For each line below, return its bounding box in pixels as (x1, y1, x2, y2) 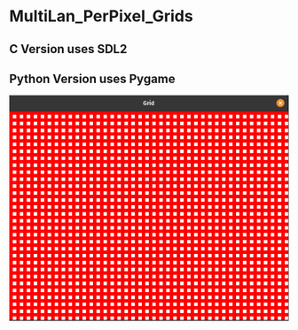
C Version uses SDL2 (9, 42, 128, 57)
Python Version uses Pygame (9, 71, 176, 86)
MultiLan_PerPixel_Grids (9, 6, 193, 27)
